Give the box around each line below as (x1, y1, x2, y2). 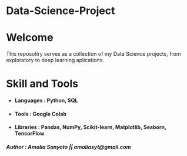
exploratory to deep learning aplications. (6, 57, 105, 64)
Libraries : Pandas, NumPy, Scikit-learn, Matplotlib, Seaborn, (14, 124, 166, 131)
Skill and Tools (6, 77, 79, 90)
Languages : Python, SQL (14, 97, 78, 104)
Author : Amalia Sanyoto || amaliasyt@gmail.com (6, 143, 131, 150)
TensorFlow (14, 130, 45, 137)
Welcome (6, 31, 54, 45)
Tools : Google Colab (14, 110, 66, 117)
